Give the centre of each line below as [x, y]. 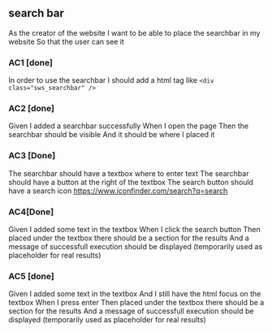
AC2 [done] [32, 109]
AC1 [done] [30, 63]
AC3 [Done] [32, 156]
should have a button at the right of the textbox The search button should [131, 182]
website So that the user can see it [66, 41]
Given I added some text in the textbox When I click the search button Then [135, 229]
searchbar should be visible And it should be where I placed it [112, 135]
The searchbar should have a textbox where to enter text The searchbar [129, 173]
